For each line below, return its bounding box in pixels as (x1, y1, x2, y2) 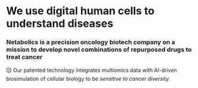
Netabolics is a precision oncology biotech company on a (6, 38, 175, 46)
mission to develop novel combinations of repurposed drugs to (6, 46, 192, 54)
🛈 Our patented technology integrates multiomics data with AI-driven (6, 67, 177, 74)
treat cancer (6, 53, 43, 61)
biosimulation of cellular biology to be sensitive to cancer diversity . (6, 76, 171, 83)
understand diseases (6, 17, 113, 30)
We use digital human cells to (6, 4, 155, 18)
